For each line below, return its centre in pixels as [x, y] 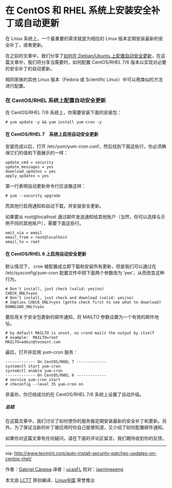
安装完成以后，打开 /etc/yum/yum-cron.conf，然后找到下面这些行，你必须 [84, 146]
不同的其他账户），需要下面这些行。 [47, 223]
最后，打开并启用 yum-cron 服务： [42, 352]
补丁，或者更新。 [28, 45]
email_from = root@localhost [36, 238]
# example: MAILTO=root [32, 337]
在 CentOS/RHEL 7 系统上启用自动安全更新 [52, 134]
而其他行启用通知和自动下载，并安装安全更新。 [55, 206]
